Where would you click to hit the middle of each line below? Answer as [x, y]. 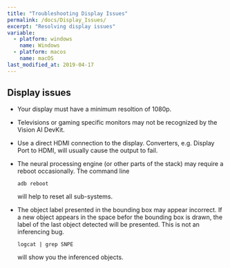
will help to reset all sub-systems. [65, 196]
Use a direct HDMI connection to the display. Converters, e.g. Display [116, 143]
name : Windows [40, 45]
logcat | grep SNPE [45, 245]
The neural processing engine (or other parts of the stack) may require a [120, 164]
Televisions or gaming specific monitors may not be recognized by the [117, 123]
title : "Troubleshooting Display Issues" [68, 13]
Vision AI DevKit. [41, 130]
